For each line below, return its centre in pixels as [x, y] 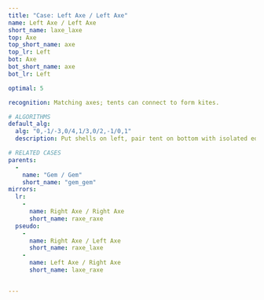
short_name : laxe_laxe [45, 30]
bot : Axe [22, 60]
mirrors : [22, 190]
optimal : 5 [26, 88]
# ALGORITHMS [29, 117]
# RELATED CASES [35, 153]
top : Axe [22, 37]
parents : [22, 160]
